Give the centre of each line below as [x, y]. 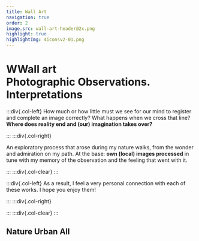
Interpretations [44, 95]
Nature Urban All [38, 232]
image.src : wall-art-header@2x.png [51, 28]
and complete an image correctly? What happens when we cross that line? [98, 118]
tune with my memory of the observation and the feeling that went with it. [97, 160]
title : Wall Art [26, 12]
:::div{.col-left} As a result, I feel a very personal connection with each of [96, 183]
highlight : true [26, 34]
